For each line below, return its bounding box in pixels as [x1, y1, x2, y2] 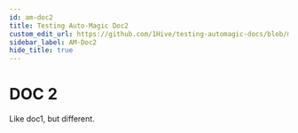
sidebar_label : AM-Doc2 [9, 37, 98, 47]
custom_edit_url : [9, 29, 74, 38]
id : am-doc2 [9, 12, 53, 22]
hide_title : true [9, 46, 74, 55]
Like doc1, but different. [9, 113, 95, 124]
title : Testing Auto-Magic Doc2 [9, 21, 129, 30]
